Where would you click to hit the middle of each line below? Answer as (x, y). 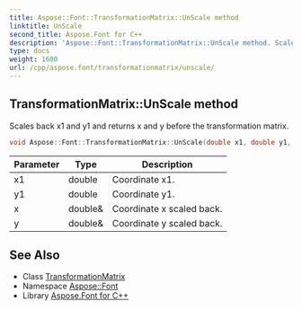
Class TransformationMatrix (74, 277)
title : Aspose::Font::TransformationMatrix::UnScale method (124, 18)
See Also (35, 255)
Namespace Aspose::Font (70, 286)
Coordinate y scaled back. (167, 223)
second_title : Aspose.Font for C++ (76, 34)
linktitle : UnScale (46, 26)
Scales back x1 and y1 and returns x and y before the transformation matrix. (149, 126)
